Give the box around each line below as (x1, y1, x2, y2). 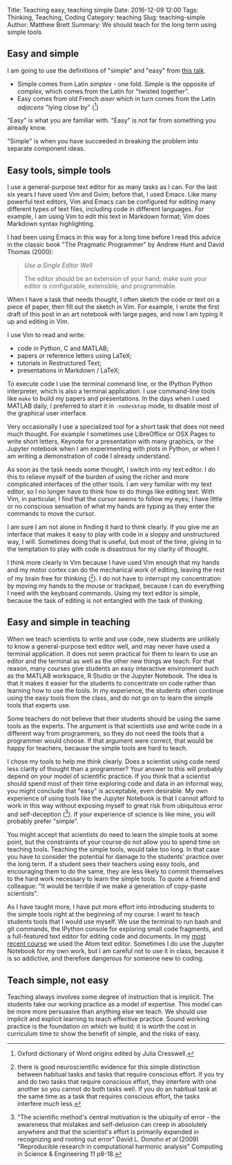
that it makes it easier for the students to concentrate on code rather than (7, 678, 216, 687)
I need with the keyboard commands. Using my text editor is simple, (7, 588, 200, 597)
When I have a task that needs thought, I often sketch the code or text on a (7, 296, 220, 304)
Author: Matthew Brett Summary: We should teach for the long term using (7, 21, 217, 28)
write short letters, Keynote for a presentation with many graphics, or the (7, 437, 214, 446)
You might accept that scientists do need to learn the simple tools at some (7, 831, 218, 839)
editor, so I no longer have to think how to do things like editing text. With (7, 487, 215, 496)
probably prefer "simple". (7, 817, 79, 826)
